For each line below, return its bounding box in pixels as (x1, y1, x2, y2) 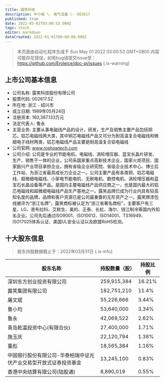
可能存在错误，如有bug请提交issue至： (17, 55, 96, 60)
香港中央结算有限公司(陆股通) (7, 368, 76, 375)
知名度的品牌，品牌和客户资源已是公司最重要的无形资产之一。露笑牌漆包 (12, 194, 159, 200)
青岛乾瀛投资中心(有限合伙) (7, 324, 71, 331)
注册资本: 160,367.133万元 (12, 114, 64, 120)
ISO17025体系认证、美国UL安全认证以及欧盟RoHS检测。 (12, 218, 126, 224)
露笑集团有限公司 (7, 287, 48, 294)
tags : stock (5, 26, 29, 30)
